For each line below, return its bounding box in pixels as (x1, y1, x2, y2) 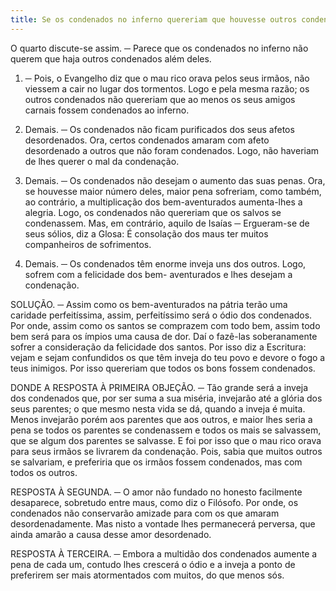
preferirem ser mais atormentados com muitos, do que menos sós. (10, 569, 285, 581)
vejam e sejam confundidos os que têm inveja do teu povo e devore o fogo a (10, 351, 326, 363)
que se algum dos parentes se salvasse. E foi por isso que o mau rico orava (10, 434, 322, 446)
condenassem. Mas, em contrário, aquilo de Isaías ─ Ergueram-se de (24, 217, 310, 229)
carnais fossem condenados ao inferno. (24, 104, 190, 116)
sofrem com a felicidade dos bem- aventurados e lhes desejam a (24, 268, 293, 280)
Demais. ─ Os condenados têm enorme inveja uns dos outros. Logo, (24, 257, 307, 270)
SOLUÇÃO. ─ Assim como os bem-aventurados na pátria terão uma (10, 298, 288, 310)
